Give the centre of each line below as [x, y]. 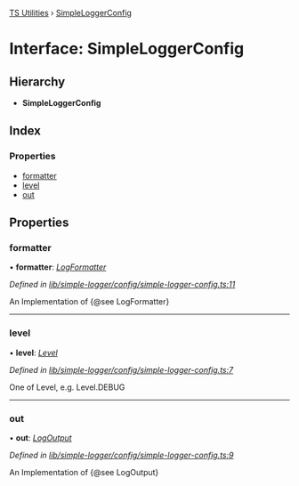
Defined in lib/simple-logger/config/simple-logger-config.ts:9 [121, 455]
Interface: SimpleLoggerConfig [127, 49]
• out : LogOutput [41, 437]
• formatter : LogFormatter [58, 267]
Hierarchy [37, 81]
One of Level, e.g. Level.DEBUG [67, 387]
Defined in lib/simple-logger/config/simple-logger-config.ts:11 [122, 285]
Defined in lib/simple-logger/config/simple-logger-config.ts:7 [121, 369]
